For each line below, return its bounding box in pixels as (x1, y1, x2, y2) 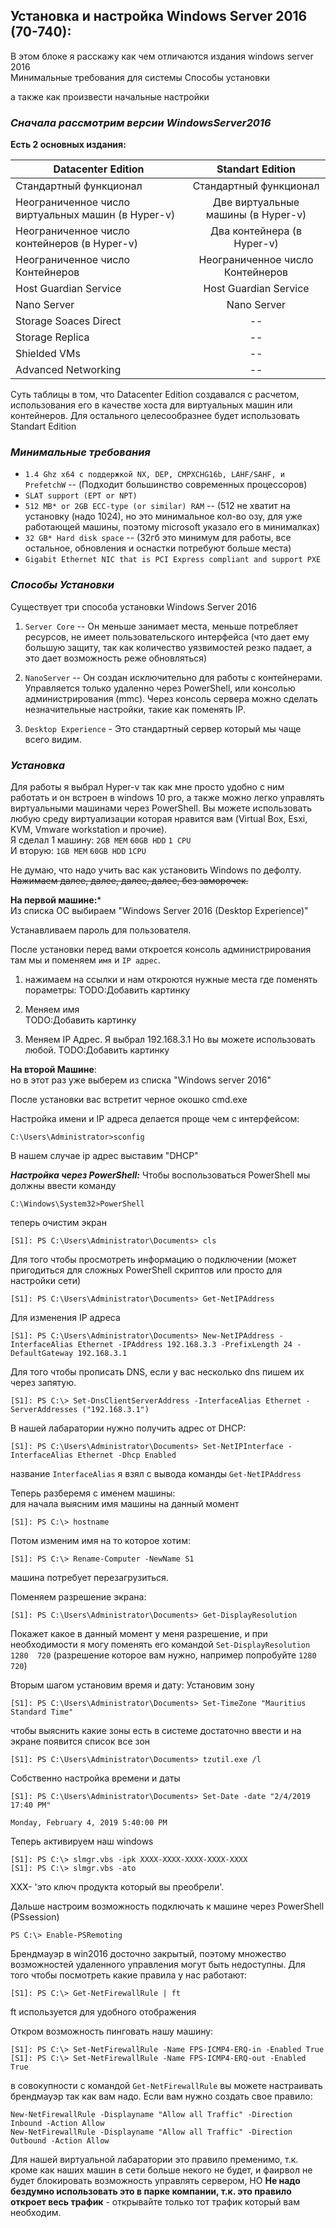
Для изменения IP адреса (10, 1312, 121, 1323)
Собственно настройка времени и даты (10, 1772, 181, 1784)
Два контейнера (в (210, 224, 302, 238)
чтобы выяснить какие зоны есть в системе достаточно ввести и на (10, 1725, 302, 1736)
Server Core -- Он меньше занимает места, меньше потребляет (24, 620, 299, 632)
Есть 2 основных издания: (10, 139, 127, 151)
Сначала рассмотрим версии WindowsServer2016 (10, 115, 272, 129)
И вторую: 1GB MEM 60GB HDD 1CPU (10, 845, 147, 856)
